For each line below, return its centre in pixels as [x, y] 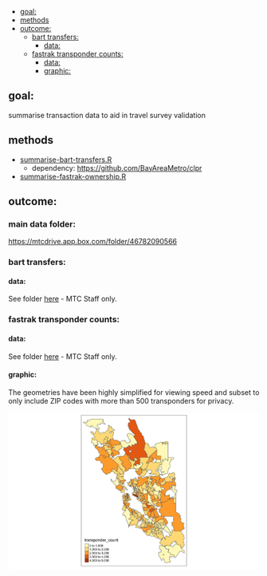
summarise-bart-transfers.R [66, 160]
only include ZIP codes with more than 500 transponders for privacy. [121, 400]
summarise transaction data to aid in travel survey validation [107, 115]
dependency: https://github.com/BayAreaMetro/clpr [117, 168]
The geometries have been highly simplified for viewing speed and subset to [134, 392]
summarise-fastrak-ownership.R [73, 176]
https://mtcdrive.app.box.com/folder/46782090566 [93, 242]
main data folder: [42, 224]
